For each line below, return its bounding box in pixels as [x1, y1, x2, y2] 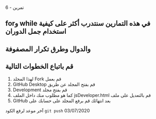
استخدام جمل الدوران [5, 27, 66, 36]
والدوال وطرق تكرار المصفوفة [5, 45, 91, 53]
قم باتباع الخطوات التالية [5, 62, 74, 71]
